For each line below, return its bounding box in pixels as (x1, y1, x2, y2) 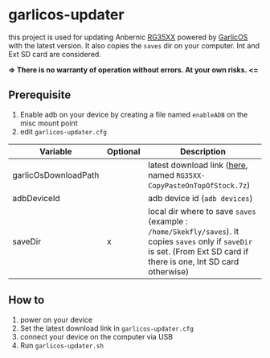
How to (8, 294, 45, 307)
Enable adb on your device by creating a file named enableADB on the (19, 109, 248, 119)
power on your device (19, 315, 93, 324)
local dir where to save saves (148, 205, 256, 216)
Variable (39, 146, 72, 157)
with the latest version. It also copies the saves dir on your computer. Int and (8, 40, 260, 50)
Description (179, 146, 227, 157)
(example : (148, 216, 188, 227)
